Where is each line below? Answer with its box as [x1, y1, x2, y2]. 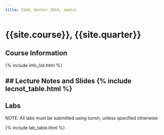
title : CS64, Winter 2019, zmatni [5, 7, 77, 13]
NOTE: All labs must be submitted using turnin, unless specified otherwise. [5, 115, 159, 121]
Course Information [5, 49, 67, 58]
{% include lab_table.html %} [5, 124, 65, 130]
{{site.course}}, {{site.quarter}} [5, 29, 141, 40]
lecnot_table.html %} [5, 85, 72, 93]
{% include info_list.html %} [5, 62, 62, 68]
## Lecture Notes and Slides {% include [5, 77, 131, 85]
